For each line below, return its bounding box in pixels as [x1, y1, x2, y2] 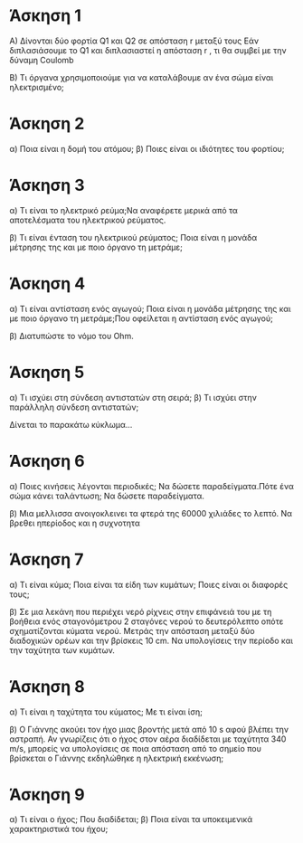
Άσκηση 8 [9, 676, 86, 696]
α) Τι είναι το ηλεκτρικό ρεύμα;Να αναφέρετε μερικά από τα [9, 204, 238, 215]
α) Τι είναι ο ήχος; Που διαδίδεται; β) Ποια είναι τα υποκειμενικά [9, 814, 253, 825]
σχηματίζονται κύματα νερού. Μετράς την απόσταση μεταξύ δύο [9, 625, 255, 636]
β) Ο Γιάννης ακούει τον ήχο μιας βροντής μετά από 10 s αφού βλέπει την [9, 724, 289, 734]
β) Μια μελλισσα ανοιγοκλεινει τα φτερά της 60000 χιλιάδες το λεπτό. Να [9, 507, 292, 518]
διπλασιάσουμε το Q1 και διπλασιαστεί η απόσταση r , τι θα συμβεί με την [9, 44, 287, 55]
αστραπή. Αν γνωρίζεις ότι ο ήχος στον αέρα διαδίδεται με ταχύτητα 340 [9, 734, 287, 744]
